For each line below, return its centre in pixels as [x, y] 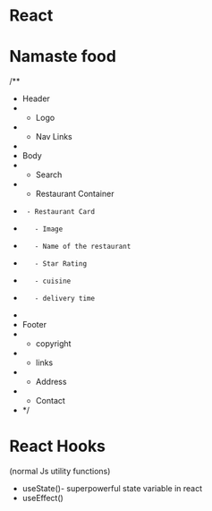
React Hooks [57, 446]
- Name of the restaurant [83, 247]
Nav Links [54, 137]
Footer [34, 325]
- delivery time [65, 299]
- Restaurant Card [61, 212]
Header [36, 98]
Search [49, 175]
